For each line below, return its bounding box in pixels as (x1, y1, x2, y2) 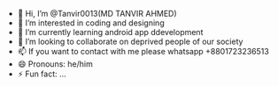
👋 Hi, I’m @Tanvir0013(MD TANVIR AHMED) (17, 9, 177, 18)
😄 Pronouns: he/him (17, 59, 93, 69)
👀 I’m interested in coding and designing (17, 18, 166, 28)
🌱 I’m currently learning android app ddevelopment (17, 27, 204, 37)
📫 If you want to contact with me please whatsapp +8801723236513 (17, 47, 270, 56)
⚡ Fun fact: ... (17, 68, 66, 79)
